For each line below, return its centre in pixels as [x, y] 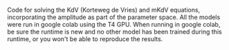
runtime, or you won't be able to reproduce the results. [85, 39]
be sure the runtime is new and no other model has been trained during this [115, 32]
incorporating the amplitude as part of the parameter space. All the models [114, 17]
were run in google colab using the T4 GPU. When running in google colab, [114, 24]
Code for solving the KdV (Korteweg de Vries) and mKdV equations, [104, 10]
